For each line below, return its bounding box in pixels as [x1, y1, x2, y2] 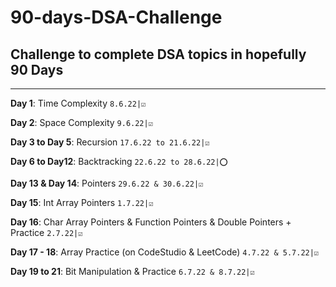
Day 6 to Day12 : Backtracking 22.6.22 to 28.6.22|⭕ [10, 156, 228, 167]
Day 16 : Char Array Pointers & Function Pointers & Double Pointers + [10, 216, 292, 228]
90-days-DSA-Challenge [10, 6, 223, 29]
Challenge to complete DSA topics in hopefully [10, 46, 307, 63]
